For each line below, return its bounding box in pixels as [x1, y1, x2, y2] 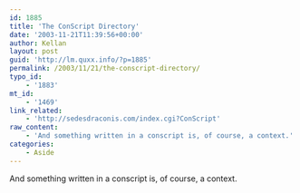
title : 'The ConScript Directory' [9, 22, 140, 31]
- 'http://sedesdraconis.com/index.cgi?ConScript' [25, 114, 221, 123]
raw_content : [9, 123, 59, 132]
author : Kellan [9, 38, 67, 48]
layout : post [9, 47, 59, 56]
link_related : [9, 106, 63, 115]
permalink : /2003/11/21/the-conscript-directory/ [9, 64, 201, 73]
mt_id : [9, 89, 34, 98]
